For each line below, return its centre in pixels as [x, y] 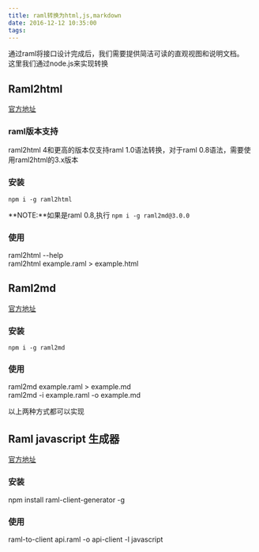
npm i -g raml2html [40, 199]
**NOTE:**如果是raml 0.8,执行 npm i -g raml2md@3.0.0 [99, 215]
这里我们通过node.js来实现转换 [58, 63]
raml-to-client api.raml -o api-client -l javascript [86, 539]
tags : [17, 30]
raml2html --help [36, 255]
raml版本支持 [33, 131]
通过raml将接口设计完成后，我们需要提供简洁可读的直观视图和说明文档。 [126, 54]
